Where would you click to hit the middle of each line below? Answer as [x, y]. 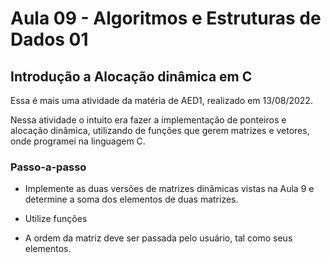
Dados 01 [49, 39]
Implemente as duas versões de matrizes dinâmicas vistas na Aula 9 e [169, 189]
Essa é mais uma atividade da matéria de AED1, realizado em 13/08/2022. [161, 100]
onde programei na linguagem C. [78, 141]
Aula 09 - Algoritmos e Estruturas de [166, 18]
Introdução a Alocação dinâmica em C [131, 76]
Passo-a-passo [48, 167]
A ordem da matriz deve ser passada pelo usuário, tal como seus [158, 238]
